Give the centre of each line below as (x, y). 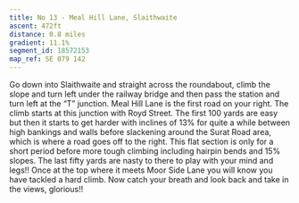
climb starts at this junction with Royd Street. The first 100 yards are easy (144, 113)
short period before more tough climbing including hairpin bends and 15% (145, 151)
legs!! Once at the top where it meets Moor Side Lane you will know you (141, 170)
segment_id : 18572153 (50, 51)
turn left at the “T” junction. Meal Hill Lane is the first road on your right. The (149, 103)
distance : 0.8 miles (48, 34)
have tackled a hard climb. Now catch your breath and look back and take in (149, 179)
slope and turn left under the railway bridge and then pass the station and (145, 94)
